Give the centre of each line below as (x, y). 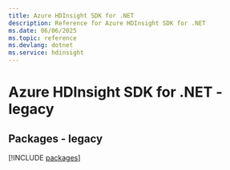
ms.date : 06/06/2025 (43, 30)
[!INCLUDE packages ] (44, 158)
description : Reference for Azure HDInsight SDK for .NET (107, 23)
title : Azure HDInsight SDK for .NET (71, 16)
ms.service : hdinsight (46, 53)
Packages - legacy (55, 138)
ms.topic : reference (43, 38)
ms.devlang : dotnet (41, 45)
